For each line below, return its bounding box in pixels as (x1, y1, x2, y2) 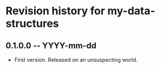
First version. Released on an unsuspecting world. (14, 57, 138, 63)
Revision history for (5, 4, 105, 18)
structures (5, 17, 59, 30)
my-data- (107, 4, 156, 18)
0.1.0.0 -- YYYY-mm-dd (5, 40, 97, 51)
